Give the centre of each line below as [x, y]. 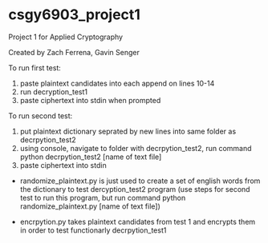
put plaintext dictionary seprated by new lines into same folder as [128, 131]
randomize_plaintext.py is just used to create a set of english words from [140, 181]
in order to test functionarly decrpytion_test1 [93, 230]
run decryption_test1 [54, 92]
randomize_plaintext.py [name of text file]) [90, 206]
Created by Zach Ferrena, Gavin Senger [74, 52]
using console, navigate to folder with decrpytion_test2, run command [136, 148]
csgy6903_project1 [74, 15]
